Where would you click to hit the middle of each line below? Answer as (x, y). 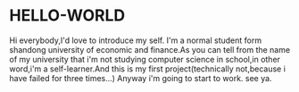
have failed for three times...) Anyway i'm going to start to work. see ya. (141, 78)
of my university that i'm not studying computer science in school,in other (145, 59)
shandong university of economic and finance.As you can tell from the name (150, 49)
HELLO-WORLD (67, 16)
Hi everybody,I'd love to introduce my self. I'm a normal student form (135, 40)
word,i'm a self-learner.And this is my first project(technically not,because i (147, 69)
